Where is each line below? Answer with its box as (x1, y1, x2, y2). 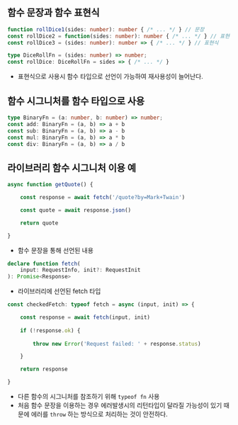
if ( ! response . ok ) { (20, 327, 81, 334)
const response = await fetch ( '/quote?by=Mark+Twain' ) (20, 194, 186, 201)
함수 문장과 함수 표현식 (7, 6, 101, 19)
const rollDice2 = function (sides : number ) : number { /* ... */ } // (7, 33, 217, 40)
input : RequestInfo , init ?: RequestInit (20, 266, 141, 274)
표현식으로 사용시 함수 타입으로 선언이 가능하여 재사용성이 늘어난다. (17, 72, 203, 81)
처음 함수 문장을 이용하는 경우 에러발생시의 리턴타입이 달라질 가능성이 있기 (17, 401, 222, 409)
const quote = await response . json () (20, 206, 132, 214)
